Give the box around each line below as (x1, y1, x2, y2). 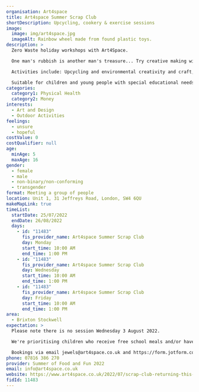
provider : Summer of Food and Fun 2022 (6, 361, 105, 366)
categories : (6, 85, 36, 91)
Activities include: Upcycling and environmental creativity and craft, (11, 69, 195, 75)
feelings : (6, 118, 31, 124)
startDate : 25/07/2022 (11, 212, 68, 218)
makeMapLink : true (6, 201, 52, 207)
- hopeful (11, 129, 36, 135)
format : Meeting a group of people (6, 190, 94, 196)
